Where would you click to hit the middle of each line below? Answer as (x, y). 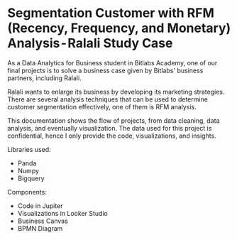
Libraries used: (29, 149)
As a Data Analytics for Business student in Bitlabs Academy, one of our (112, 62)
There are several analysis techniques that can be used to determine (108, 99)
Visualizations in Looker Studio (62, 213)
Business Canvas (43, 221)
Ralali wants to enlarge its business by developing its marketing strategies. (116, 92)
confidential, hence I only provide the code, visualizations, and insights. (112, 136)
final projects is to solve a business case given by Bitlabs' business (105, 70)
